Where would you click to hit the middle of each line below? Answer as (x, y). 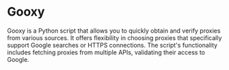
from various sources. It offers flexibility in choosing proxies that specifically (114, 37)
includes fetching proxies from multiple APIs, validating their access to (106, 52)
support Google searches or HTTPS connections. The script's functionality (112, 45)
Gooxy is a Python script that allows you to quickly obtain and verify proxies (114, 31)
